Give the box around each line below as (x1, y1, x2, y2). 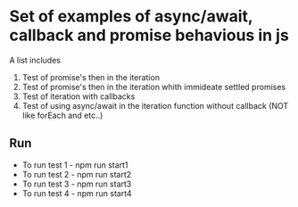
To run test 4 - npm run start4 (21, 187, 132, 198)
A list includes (9, 54, 61, 65)
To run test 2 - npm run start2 (21, 169, 132, 179)
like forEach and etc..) (21, 110, 103, 120)
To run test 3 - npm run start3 (21, 178, 132, 189)
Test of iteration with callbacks (21, 91, 136, 102)
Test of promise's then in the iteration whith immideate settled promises (21, 81, 286, 92)
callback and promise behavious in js (9, 25, 290, 46)
